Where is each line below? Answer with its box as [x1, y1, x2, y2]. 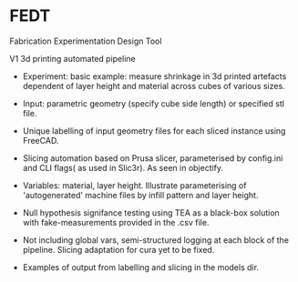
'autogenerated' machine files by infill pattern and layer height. [22, 189, 259, 200]
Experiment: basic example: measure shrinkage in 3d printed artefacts [22, 70, 287, 82]
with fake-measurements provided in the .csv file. [22, 217, 210, 227]
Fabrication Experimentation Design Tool [9, 35, 162, 46]
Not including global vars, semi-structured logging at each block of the [22, 234, 290, 246]
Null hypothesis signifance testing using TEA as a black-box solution [22, 206, 280, 218]
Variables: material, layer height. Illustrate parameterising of [22, 179, 247, 191]
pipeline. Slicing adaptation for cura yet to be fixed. [22, 244, 215, 255]
